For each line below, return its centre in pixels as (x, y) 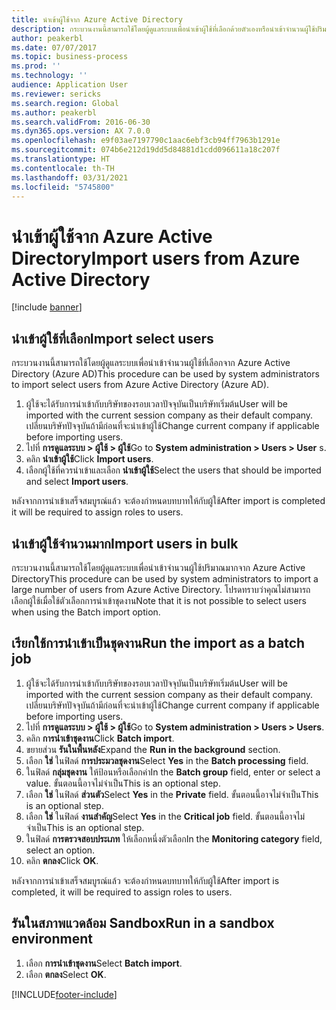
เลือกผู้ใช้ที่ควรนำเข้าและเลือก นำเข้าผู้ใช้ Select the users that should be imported (173, 470)
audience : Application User (70, 85)
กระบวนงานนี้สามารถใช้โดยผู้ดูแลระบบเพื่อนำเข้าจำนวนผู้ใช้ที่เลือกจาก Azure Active (151, 363)
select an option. (60, 850)
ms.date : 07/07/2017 (54, 47)
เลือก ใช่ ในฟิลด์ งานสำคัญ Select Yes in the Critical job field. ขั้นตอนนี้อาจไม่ (165, 816)
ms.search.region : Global (65, 103)
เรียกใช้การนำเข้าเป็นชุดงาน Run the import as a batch (158, 643)
